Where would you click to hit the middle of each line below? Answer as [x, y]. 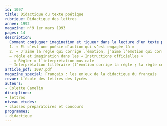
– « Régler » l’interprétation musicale [52, 61]
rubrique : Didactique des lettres [41, 19]
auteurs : [14, 83]
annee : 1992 [17, 24]
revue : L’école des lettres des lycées [46, 79]
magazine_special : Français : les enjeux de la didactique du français [81, 74]
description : [19, 38]
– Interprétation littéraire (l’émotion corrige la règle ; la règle [83, 65]
